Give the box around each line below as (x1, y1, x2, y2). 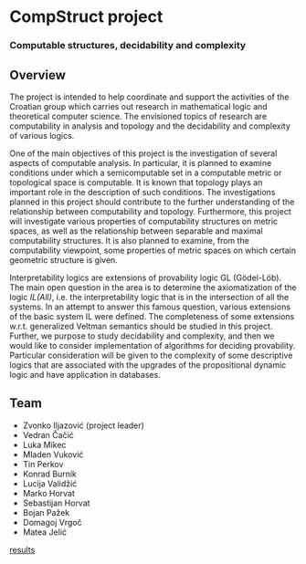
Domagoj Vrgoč (22, 517, 82, 527)
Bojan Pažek (22, 507, 70, 517)
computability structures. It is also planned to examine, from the (9, 235, 249, 245)
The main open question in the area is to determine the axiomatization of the (9, 281, 297, 293)
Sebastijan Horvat (22, 497, 90, 508)
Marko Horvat (22, 487, 76, 498)
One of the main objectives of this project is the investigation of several (9, 148, 278, 159)
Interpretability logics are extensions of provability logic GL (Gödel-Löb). (9, 272, 281, 283)
